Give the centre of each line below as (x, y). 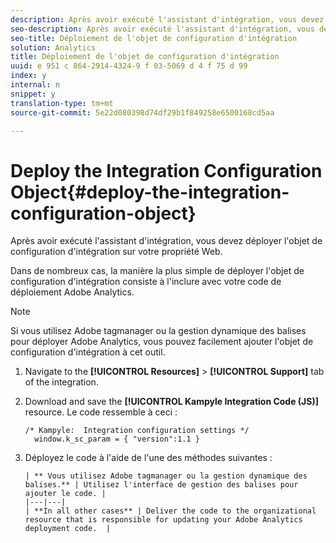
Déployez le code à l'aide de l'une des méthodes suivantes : (148, 458)
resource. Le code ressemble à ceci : (101, 412)
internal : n (35, 85)
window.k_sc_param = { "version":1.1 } (117, 439)
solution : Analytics (53, 47)
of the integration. (61, 382)
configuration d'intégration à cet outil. (88, 352)
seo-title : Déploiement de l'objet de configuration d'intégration (154, 38)
